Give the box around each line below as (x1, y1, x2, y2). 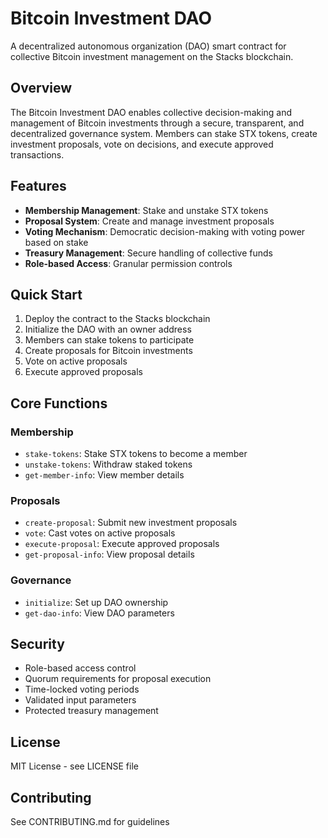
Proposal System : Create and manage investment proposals (24, 215, 275, 227)
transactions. (10, 148, 65, 161)
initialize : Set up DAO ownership (24, 596, 169, 608)
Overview (10, 80, 73, 97)
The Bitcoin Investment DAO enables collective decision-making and (10, 106, 293, 118)
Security (10, 636, 65, 653)
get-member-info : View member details (24, 469, 185, 481)
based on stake (24, 236, 89, 248)
